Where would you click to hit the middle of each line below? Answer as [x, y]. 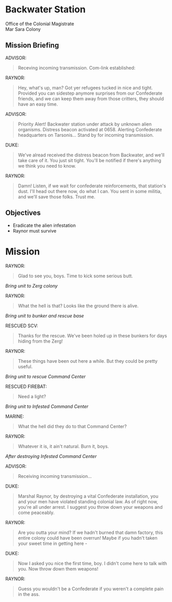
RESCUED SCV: [22, 326]
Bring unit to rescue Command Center [45, 376]
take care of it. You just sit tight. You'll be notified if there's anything [90, 160]
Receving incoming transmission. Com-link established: [77, 67]
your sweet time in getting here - [52, 543]
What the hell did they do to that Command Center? [72, 426]
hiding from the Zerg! [40, 341]
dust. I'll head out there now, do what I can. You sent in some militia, [90, 191]
